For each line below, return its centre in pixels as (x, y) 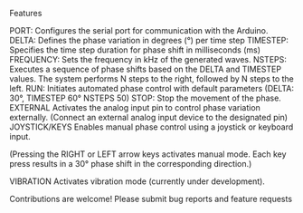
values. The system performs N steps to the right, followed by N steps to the (151, 79)
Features (26, 13)
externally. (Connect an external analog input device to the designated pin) (148, 117)
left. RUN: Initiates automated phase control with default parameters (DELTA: (152, 88)
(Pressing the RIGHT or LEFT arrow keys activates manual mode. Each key (148, 154)
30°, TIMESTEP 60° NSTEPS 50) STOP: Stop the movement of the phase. (146, 98)
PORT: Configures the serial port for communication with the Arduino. (139, 30)
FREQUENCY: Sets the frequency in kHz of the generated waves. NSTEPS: (148, 59)
